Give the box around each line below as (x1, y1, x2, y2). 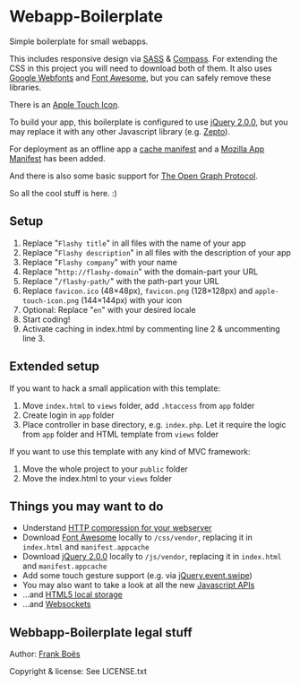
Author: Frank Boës (9, 648, 81, 660)
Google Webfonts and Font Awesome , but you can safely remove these (9, 72, 271, 82)
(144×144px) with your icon (80, 294, 183, 306)
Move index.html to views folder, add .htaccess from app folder (21, 400, 255, 411)
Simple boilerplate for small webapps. (9, 36, 149, 47)
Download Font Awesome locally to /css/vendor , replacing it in (21, 532, 253, 543)
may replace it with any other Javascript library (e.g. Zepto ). (9, 126, 231, 136)
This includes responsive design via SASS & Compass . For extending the (9, 53, 278, 64)
